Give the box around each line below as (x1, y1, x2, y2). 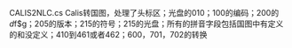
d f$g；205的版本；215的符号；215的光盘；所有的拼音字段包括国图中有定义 (9, 18, 284, 29)
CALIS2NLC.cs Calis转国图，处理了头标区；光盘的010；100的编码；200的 (9, 8, 280, 17)
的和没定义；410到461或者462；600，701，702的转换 (9, 30, 208, 39)
